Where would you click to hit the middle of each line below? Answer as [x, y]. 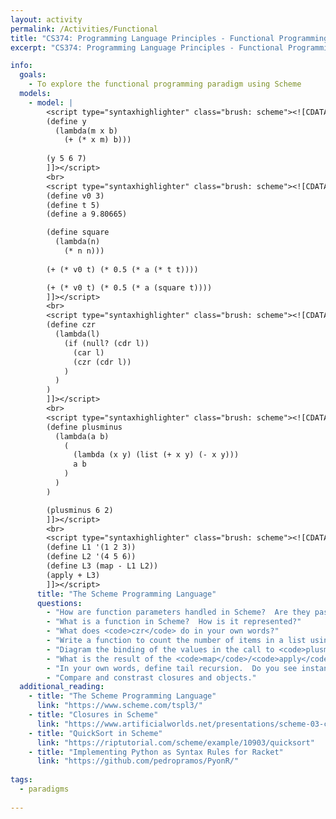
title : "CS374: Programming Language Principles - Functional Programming [169, 38]
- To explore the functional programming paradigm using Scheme [165, 84]
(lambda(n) [77, 242]
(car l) [89, 352]
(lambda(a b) [82, 436]
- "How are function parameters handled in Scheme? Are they [178, 612]
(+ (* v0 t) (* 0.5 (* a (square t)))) [129, 287]
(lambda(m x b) [86, 131]
